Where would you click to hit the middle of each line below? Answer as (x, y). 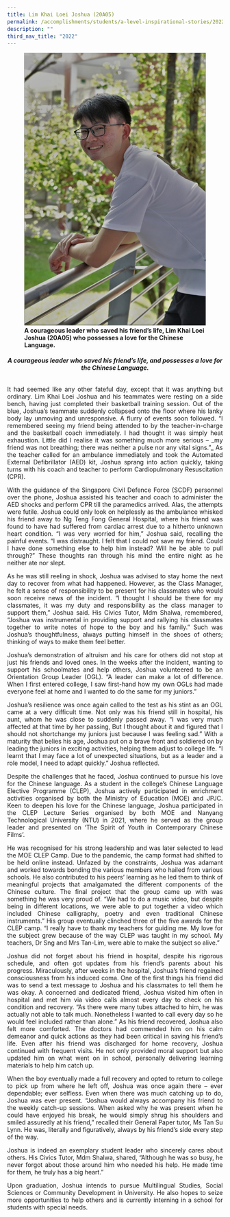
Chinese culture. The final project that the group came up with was (115, 891)
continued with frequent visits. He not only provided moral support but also (115, 1050)
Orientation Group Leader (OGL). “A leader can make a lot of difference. (115, 676)
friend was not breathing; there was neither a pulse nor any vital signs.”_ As (115, 447)
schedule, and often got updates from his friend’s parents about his (115, 963)
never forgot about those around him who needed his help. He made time (115, 1165)
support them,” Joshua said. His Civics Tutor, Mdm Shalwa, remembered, (115, 612)
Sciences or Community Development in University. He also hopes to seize (115, 1192)
